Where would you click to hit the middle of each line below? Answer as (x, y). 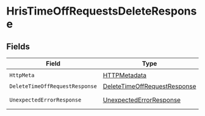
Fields (18, 46)
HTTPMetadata (125, 75)
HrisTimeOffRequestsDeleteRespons (102, 11)
